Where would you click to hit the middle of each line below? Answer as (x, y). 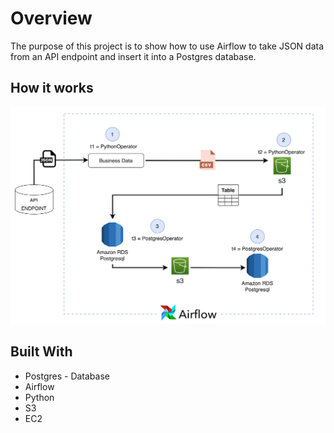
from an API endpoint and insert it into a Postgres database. (133, 56)
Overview (51, 18)
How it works (52, 88)
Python (39, 397)
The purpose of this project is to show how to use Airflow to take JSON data (167, 46)
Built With (41, 352)
